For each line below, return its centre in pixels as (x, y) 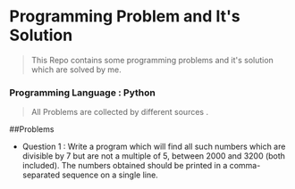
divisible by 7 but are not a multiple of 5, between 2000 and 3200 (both (154, 156)
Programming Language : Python (83, 93)
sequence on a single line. (110, 175)
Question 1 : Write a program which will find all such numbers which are (154, 147)
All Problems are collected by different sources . (119, 112)
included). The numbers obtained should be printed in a (125, 166)
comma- (245, 166)
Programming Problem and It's (125, 16)
